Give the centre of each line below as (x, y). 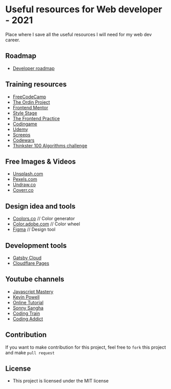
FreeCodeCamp (29, 97)
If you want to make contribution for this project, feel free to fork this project (86, 347)
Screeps (21, 134)
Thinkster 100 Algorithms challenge (50, 145)
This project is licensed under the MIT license (60, 381)
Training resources (36, 85)
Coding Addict (28, 318)
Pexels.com (25, 179)
